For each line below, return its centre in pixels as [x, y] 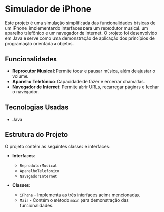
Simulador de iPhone [48, 9]
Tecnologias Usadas [37, 107]
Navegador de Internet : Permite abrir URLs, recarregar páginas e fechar [85, 87]
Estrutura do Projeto [37, 135]
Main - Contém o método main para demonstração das [74, 200]
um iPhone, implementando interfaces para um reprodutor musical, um [77, 28]
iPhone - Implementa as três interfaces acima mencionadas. [80, 195]
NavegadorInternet [38, 176]
